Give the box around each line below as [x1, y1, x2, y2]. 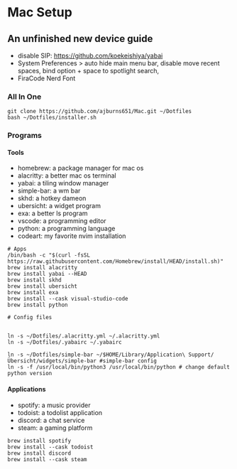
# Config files [7, 314, 53, 321]
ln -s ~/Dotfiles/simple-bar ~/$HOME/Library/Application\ [7, 351, 186, 359]
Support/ [188, 351, 214, 359]
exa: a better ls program [17, 209, 88, 217]
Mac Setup [7, 4, 72, 21]
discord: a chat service [17, 416, 85, 424]
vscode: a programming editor [17, 217, 106, 225]
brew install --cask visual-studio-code [7, 296, 129, 303]
